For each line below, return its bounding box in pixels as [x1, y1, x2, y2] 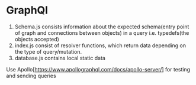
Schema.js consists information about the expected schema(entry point [14, 23, 189, 30]
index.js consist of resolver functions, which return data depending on [14, 42, 187, 49]
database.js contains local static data [14, 54, 105, 61]
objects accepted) [14, 35, 59, 42]
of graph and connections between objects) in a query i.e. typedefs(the [14, 29, 189, 36]
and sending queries [6, 72, 56, 79]
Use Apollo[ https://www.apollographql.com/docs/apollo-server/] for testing [6, 66, 191, 73]
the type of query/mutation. [14, 48, 82, 55]
